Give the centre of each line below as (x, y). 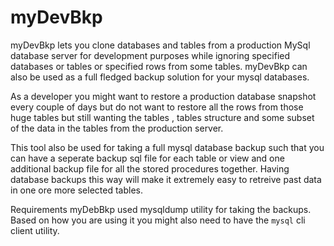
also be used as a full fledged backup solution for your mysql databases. (160, 77)
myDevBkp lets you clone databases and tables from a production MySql (160, 45)
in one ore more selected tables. (76, 190)
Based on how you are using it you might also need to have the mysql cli (158, 220)
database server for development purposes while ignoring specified (150, 55)
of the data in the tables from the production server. (117, 128)
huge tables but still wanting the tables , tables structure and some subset (162, 117)
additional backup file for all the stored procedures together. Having (150, 168)
